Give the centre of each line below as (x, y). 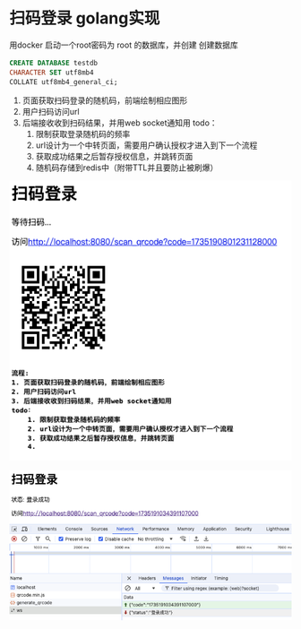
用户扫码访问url (51, 111)
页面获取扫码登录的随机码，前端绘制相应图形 (105, 100)
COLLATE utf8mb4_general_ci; (64, 82)
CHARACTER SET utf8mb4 (52, 73)
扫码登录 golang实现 (85, 18)
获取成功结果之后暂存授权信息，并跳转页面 (114, 156)
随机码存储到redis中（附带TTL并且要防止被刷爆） (127, 168)
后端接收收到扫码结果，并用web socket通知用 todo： (120, 123)
